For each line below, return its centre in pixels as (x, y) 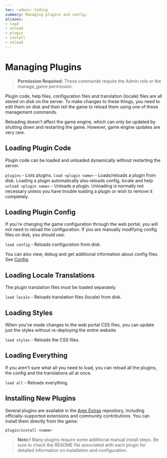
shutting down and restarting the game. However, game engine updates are (83, 127)
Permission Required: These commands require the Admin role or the (89, 81)
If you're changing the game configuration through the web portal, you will (82, 224)
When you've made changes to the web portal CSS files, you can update (80, 325)
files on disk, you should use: (35, 235)
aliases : (14, 19)
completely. (17, 196)
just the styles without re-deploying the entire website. (61, 330)
